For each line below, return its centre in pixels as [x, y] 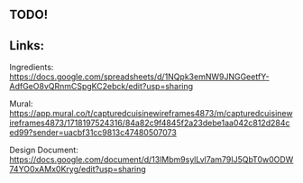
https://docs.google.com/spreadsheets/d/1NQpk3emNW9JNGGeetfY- [139, 77]
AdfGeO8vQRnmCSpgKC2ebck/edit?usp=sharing [101, 87]
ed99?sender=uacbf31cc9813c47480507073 [93, 133]
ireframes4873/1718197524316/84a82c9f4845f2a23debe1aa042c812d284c [150, 123]
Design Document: [44, 150]
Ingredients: [32, 68]
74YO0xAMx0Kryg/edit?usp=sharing [78, 169]
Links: [27, 46]
